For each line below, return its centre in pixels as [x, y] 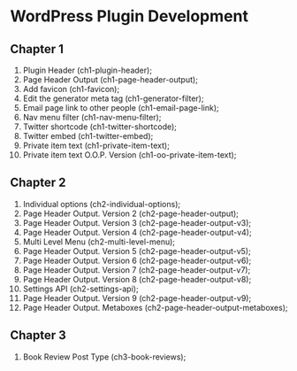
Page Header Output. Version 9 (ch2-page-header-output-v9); [137, 298]
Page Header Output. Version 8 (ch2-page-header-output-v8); [137, 279]
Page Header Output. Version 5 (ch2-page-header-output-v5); [137, 251]
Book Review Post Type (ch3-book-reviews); [104, 357]
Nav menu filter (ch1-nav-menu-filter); [92, 117]
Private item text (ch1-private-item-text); [96, 145]
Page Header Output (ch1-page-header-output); [110, 80]
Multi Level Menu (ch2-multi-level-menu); [99, 242]
